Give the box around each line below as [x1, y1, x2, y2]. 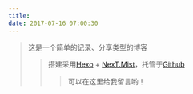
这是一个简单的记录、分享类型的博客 [27, 42, 148, 52]
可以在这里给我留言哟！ [67, 76, 146, 86]
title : [8, 11, 30, 20]
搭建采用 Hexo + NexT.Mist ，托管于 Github [47, 59, 186, 69]
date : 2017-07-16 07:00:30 [8, 19, 99, 27]
